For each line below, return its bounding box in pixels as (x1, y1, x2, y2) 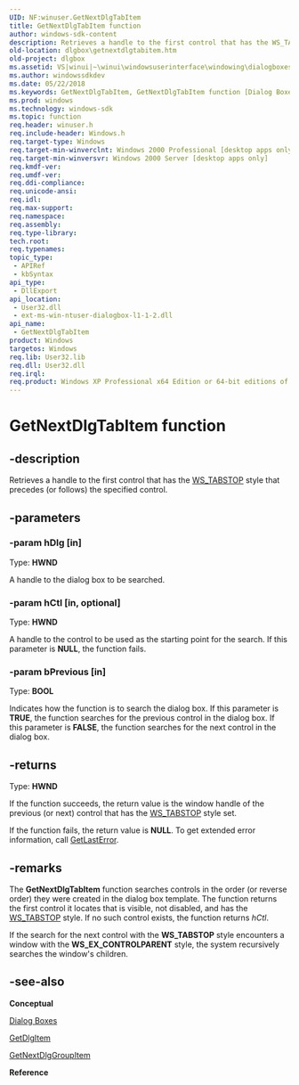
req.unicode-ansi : (9, 187, 77, 196)
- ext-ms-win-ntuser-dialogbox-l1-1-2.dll (12, 311, 174, 321)
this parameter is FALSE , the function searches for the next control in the (9, 722, 277, 733)
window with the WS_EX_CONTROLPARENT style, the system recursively (9, 939, 280, 950)
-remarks (9, 861, 62, 876)
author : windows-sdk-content (9, 29, 117, 38)
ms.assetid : (9, 63, 53, 72)
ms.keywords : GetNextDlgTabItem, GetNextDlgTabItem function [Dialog (9, 87, 273, 96)
